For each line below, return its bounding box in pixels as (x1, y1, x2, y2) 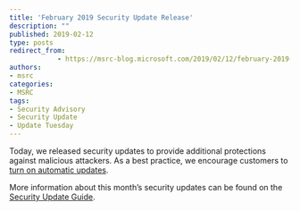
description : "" (9, 21, 70, 30)
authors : (9, 63, 42, 72)
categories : (9, 80, 54, 89)
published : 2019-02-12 (9, 30, 94, 38)
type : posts (9, 38, 54, 47)
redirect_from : (9, 46, 66, 55)
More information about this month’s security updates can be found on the (9, 182, 283, 192)
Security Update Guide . (9, 191, 96, 202)
